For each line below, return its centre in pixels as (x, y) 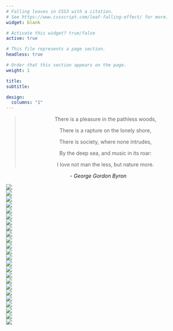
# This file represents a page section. (56, 49)
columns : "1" (27, 103)
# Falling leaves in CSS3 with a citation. (60, 11)
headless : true (25, 54)
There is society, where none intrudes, (105, 142)
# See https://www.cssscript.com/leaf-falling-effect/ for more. (87, 17)
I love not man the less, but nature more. (105, 165)
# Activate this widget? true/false (51, 33)
